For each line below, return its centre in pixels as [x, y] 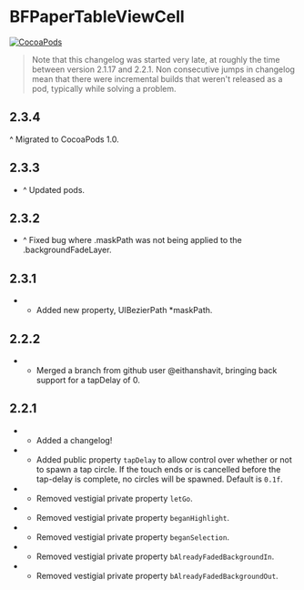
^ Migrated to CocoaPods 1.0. [65, 139]
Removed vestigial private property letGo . [114, 498]
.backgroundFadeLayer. [67, 250]
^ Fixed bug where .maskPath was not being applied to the [132, 240]
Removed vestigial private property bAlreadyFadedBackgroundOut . [157, 575]
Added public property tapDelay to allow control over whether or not [164, 459]
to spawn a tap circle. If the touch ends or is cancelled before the [158, 469]
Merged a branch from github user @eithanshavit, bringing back [157, 370]
